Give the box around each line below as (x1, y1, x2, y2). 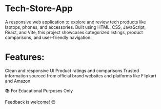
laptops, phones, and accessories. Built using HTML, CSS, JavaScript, (5, 24, 146, 30)
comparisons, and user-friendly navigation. (5, 35, 92, 40)
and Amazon (5, 78, 31, 84)
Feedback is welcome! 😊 (5, 99, 56, 105)
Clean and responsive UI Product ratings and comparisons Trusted (5, 68, 139, 73)
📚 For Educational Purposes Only (5, 88, 73, 93)
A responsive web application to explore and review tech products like (5, 19, 146, 25)
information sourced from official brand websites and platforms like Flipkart (5, 73, 157, 78)
